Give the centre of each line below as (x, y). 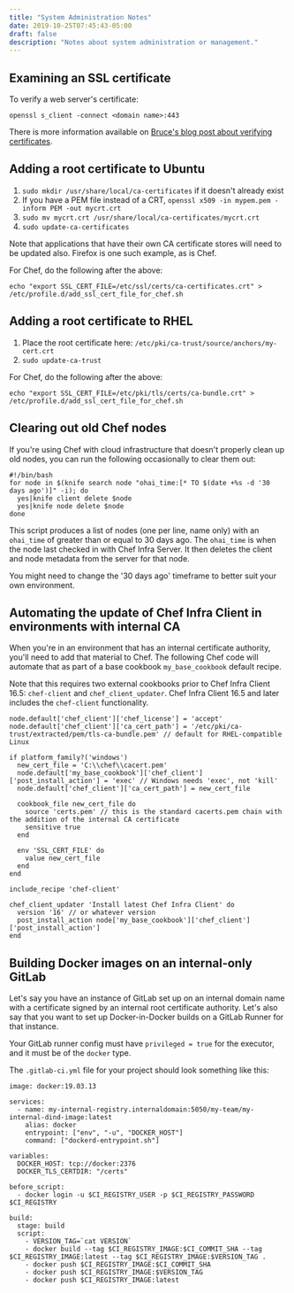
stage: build (41, 1226)
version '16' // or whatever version (87, 913)
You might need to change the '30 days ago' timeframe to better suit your (143, 576)
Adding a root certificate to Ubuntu (107, 169)
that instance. (34, 1026)
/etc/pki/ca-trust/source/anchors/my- (206, 343)
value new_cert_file (63, 859)
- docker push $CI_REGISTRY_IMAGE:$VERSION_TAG (114, 1273)
